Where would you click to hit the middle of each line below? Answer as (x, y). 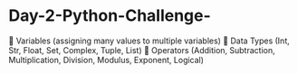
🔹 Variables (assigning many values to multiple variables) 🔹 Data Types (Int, (149, 41)
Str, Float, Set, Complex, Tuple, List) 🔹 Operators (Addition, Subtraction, (142, 50)
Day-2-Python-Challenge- (110, 16)
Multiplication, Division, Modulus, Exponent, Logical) (106, 60)
